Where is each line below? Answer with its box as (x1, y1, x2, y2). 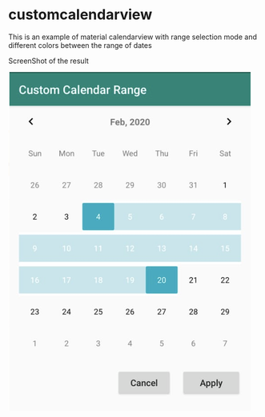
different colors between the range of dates (8, 40, 152, 50)
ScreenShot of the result (8, 56, 90, 66)
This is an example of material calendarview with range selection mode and (8, 32, 258, 42)
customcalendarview (8, 6, 153, 24)
